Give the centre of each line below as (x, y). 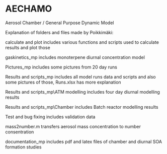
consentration (20, 132)
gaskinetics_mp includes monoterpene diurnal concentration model (75, 57)
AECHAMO (29, 9)
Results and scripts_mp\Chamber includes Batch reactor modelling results (82, 107)
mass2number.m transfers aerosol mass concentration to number (73, 126)
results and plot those (28, 47)
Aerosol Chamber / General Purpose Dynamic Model (60, 23)
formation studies (23, 147)
